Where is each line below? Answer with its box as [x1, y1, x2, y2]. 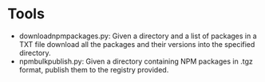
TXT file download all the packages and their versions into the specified [18, 39, 255, 49]
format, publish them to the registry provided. [18, 64, 169, 74]
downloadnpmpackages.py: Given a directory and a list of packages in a [18, 31, 257, 41]
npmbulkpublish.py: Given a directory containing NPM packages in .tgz [18, 57, 253, 66]
